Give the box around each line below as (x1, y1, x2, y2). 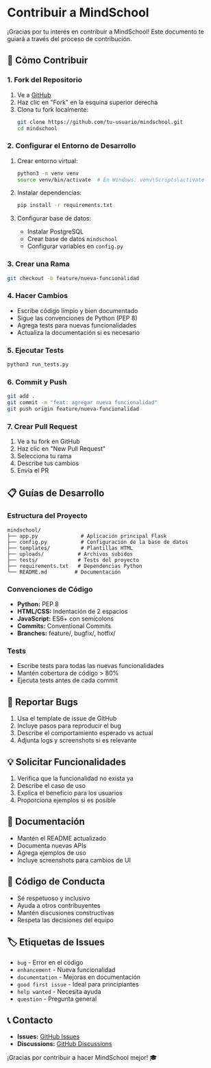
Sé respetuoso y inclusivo (16, 894, 90, 902)
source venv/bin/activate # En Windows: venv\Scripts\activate (16, 176, 205, 183)
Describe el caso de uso (16, 782, 86, 790)
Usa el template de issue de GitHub (16, 715, 117, 723)
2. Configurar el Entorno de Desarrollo (7, 141, 136, 151)
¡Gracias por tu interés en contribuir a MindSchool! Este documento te (7, 27, 204, 36)
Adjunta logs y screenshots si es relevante (16, 736, 137, 745)
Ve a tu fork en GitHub (16, 437, 80, 446)
